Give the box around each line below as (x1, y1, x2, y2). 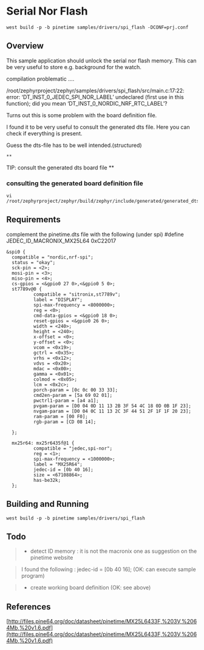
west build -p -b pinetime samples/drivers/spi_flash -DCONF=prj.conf (6, 24, 189, 30)
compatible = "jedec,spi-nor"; (33, 445, 113, 452)
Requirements (6, 214, 61, 225)
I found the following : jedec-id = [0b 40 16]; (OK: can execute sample (21, 566, 196, 573)
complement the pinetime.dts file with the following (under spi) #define (6, 231, 184, 238)
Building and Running (6, 499, 89, 509)
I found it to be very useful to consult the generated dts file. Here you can (6, 123, 190, 130)
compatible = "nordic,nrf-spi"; (12, 254, 94, 260)
